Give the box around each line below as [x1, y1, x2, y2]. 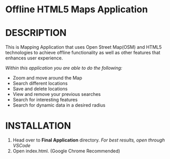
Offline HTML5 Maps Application [5, 4, 148, 15]
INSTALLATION [5, 120, 71, 132]
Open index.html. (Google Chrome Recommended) [12, 148, 121, 154]
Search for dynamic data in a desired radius [12, 102, 106, 108]
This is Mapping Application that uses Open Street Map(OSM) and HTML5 [5, 44, 162, 50]
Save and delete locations [12, 86, 68, 92]
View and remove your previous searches [12, 91, 101, 97]
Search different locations [12, 81, 68, 87]
